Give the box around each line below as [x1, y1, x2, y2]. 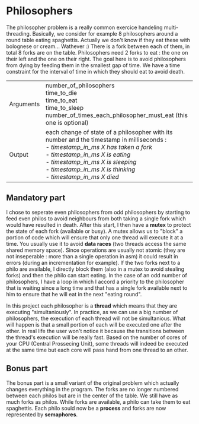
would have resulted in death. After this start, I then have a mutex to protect [6, 221, 191, 228]
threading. [6, 30, 31, 37]
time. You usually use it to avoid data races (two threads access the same [6, 240, 187, 247]
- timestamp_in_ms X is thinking [45, 165, 136, 173]
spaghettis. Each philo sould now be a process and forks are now [6, 404, 166, 412]
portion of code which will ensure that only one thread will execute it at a [6, 233, 184, 241]
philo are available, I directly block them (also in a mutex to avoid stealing [6, 265, 185, 273]
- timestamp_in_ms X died [45, 172, 120, 181]
